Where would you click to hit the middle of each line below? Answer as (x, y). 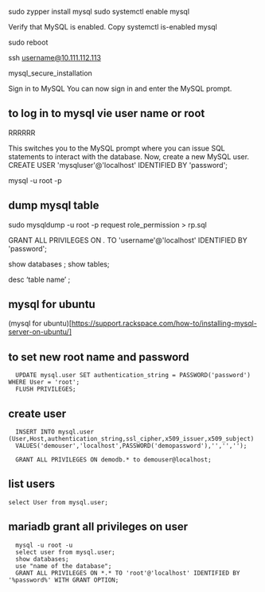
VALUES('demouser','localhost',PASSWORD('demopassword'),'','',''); (131, 446)
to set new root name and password (99, 357)
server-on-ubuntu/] (40, 332)
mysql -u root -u (44, 545)
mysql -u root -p (35, 180)
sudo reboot (28, 42)
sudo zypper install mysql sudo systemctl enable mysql (99, 12)
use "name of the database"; (64, 566)
